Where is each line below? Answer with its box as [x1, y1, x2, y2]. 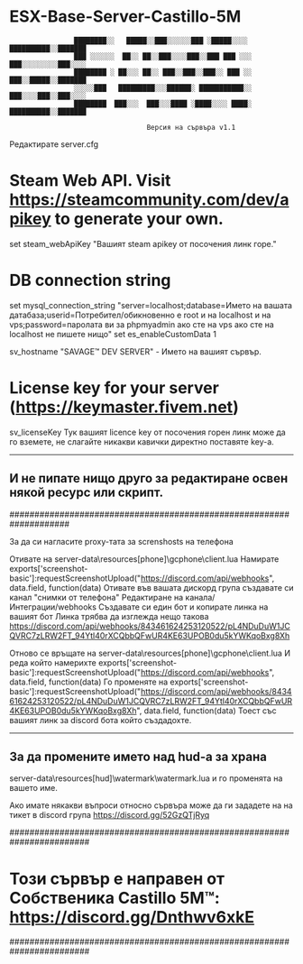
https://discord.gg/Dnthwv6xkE [9, 906, 255, 927]
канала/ [185, 592, 216, 602]
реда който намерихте [9, 656, 96, 668]
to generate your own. [54, 209, 224, 229]
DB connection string [9, 271, 171, 290]
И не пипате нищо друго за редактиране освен [9, 471, 289, 486]
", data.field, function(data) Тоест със [136, 705, 277, 716]
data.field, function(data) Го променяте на [9, 676, 169, 687]
